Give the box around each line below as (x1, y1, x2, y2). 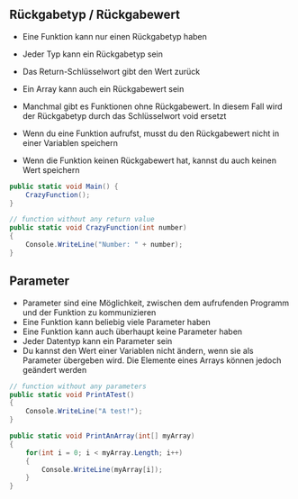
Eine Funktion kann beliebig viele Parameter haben (22, 316, 211, 327)
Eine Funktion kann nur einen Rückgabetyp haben (22, 31, 207, 41)
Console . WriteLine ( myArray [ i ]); (41, 465, 164, 474)
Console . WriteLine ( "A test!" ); (25, 407, 143, 416)
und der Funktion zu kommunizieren (22, 306, 157, 318)
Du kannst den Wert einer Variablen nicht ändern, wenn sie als (22, 345, 254, 356)
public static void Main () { (9, 182, 119, 191)
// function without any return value (9, 215, 155, 224)
